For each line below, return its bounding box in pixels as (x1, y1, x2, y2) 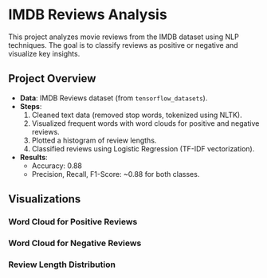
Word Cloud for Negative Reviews (8, 237, 142, 249)
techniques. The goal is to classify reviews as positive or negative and (8, 40, 238, 49)
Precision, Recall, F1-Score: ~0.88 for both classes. (31, 169, 200, 178)
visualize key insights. (8, 49, 80, 58)
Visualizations (8, 193, 81, 206)
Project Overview (8, 72, 96, 85)
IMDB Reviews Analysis (8, 6, 167, 24)
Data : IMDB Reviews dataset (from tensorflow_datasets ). (19, 93, 208, 103)
